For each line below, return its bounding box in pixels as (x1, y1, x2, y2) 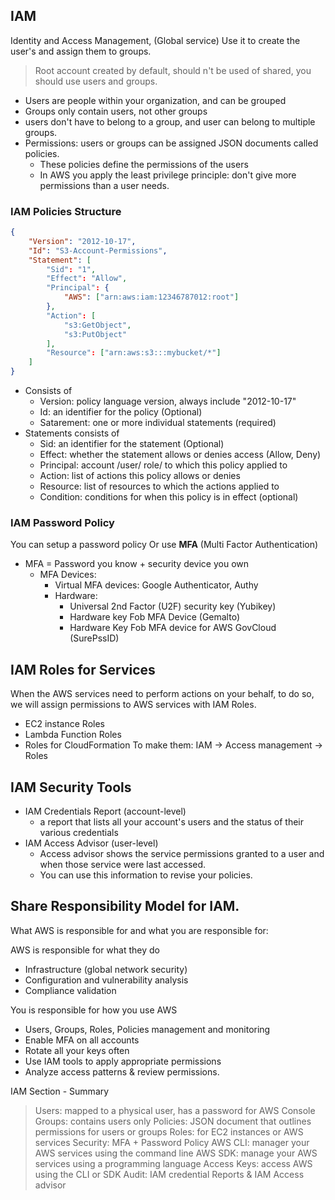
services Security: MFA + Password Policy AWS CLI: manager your (34, 1136, 310, 1148)
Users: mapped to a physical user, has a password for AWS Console (34, 1104, 316, 1116)
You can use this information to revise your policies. (39, 869, 253, 881)
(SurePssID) (69, 632, 120, 644)
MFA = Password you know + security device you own (24, 558, 250, 570)
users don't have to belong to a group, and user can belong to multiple (24, 115, 316, 128)
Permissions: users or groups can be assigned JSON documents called (24, 137, 319, 149)
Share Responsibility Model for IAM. (10, 898, 240, 915)
